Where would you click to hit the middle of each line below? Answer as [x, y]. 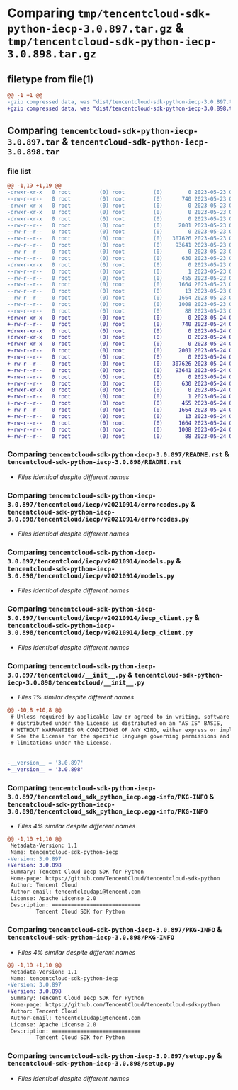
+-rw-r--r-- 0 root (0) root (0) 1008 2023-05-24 [117, 429]
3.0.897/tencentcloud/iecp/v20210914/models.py [91, 561]
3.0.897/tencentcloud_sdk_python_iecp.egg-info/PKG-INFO [108, 797]
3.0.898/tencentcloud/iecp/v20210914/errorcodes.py [98, 519]
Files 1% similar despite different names [76, 697]
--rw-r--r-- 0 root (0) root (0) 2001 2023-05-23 [117, 225]
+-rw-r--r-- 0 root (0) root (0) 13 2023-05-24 [117, 416]
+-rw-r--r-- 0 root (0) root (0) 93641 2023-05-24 [117, 370]
